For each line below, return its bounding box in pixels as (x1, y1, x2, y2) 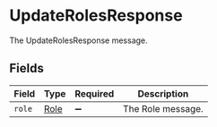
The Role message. (122, 102, 204, 114)
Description (137, 87, 189, 99)
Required (74, 87, 115, 99)
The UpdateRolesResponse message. (9, 35, 148, 46)
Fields (9, 61, 45, 76)
